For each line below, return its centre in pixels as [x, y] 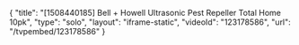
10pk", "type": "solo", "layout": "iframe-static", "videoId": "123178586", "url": [150, 22]
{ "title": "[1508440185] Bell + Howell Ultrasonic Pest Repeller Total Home [145, 13]
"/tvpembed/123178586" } [57, 31]
